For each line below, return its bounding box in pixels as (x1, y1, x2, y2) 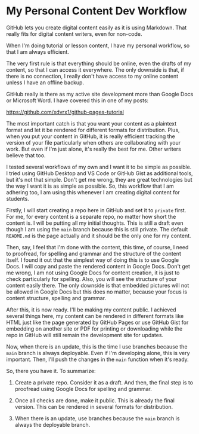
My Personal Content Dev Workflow (6, 4, 187, 18)
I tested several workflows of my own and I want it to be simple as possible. (6, 163, 192, 170)
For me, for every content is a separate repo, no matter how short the (6, 213, 176, 220)
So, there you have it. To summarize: (6, 367, 97, 374)
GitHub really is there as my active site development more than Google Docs (6, 90, 194, 97)
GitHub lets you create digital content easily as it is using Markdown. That (6, 24, 187, 31)
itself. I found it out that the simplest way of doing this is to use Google (6, 256, 179, 264)
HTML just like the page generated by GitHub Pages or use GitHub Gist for (6, 319, 189, 326)
